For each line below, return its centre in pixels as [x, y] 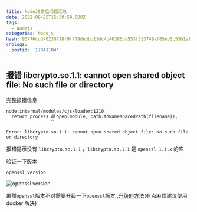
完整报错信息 [22, 100]
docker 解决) [22, 203]
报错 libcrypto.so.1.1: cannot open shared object [96, 75]
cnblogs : [17, 45]
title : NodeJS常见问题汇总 [37, 12]
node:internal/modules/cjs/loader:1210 [55, 111]
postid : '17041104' [35, 50]
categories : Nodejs [30, 34]
